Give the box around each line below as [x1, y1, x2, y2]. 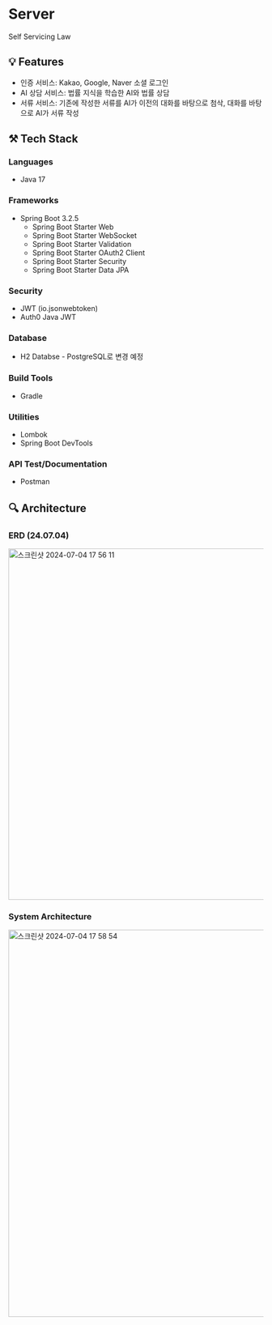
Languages [8, 156, 54, 168]
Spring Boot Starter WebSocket [32, 230, 138, 240]
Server [8, 5, 55, 23]
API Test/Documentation [8, 458, 108, 470]
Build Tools [8, 373, 53, 384]
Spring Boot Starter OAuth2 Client [32, 248, 146, 258]
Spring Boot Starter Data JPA [32, 265, 130, 275]
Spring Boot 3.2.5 [19, 213, 79, 223]
